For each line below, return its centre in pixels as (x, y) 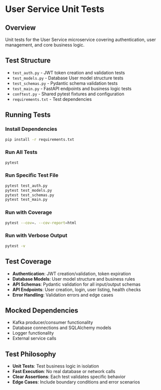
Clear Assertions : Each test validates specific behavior (69, 377)
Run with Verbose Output (36, 236)
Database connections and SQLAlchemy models (62, 328)
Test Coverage (28, 261)
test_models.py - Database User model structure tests (68, 78)
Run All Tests (21, 152)
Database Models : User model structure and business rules (74, 279)
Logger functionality (33, 333)
